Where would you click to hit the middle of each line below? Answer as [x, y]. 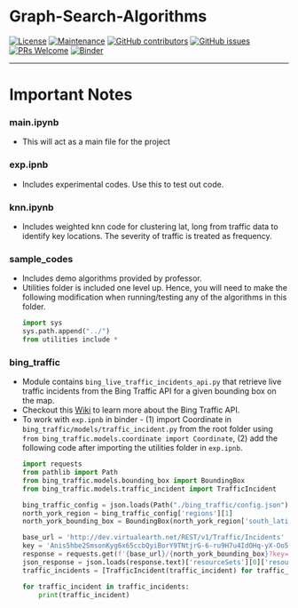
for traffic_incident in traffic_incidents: [106, 587]
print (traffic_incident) [84, 595]
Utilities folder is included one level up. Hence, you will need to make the [155, 288]
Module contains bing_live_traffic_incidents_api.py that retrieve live [152, 382]
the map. [38, 401]
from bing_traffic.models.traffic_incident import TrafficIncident [149, 489]
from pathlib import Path [70, 473]
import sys [42, 323]
